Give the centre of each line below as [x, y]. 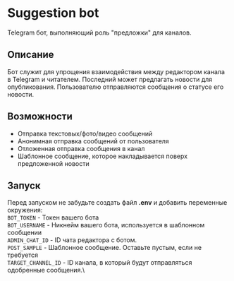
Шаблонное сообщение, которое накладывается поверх [103, 156]
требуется [23, 255]
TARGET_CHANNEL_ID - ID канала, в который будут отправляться [100, 263]
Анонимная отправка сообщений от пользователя [93, 141]
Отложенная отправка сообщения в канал [81, 148]
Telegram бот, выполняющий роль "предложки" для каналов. [99, 32]
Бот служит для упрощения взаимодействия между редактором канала [116, 71]
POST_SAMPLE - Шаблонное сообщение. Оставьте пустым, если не [105, 248]
